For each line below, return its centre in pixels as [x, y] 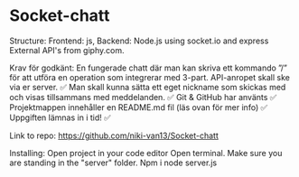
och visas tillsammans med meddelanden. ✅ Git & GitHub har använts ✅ [143, 97]
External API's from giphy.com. [67, 50]
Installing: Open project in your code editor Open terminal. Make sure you [146, 153]
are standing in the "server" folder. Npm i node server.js [113, 163]
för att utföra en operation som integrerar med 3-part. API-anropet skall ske [150, 77]
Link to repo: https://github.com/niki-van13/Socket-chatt [114, 135]
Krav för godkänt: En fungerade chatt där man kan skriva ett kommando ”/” [148, 68]
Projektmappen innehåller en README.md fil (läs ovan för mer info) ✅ [139, 107]
